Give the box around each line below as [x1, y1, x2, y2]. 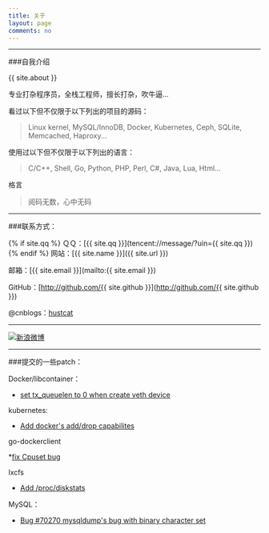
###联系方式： [8, 222, 58, 231]
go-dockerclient [8, 437, 62, 447]
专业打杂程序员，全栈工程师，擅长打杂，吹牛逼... [8, 90, 170, 99]
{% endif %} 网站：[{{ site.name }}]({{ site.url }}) [8, 249, 169, 258]
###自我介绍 [8, 57, 50, 66]
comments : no [8, 26, 52, 34]
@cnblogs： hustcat [8, 308, 74, 318]
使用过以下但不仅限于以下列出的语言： [8, 147, 134, 157]
